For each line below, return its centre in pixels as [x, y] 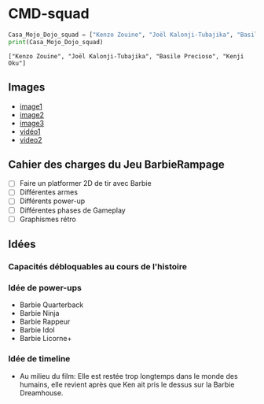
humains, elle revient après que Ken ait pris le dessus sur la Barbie [127, 384]
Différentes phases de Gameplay [72, 210]
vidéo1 [30, 132]
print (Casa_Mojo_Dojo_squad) [56, 42]
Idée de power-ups [45, 287]
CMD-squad [49, 14]
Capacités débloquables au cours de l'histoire [97, 266]
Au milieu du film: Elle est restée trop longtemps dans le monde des [128, 376]
